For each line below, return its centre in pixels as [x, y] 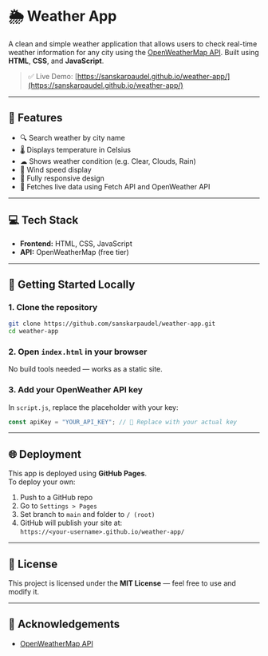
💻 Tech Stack [43, 220]
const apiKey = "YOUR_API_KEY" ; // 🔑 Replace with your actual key [123, 422]
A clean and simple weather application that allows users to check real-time [133, 44]
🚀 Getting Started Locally [72, 284]
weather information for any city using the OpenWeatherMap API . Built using [134, 52]
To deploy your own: [42, 482]
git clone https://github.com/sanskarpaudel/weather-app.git [112, 324]
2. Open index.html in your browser [78, 352]
